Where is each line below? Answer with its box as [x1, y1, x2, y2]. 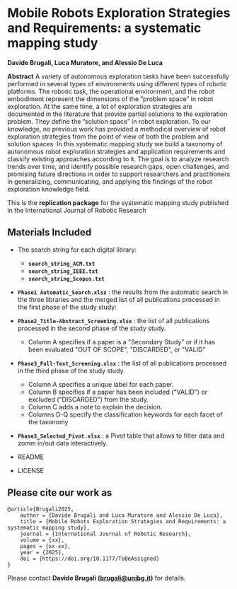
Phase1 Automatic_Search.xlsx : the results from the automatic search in [17, 288, 229, 296]
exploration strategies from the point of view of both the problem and [7, 132, 209, 141]
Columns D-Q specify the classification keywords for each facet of [28, 410, 223, 419]
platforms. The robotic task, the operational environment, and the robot [7, 87, 214, 95]
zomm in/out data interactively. [17, 438, 108, 447]
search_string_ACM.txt [28, 260, 96, 267]
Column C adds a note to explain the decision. [28, 402, 163, 411]
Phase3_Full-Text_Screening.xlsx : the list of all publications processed [17, 358, 227, 367]
